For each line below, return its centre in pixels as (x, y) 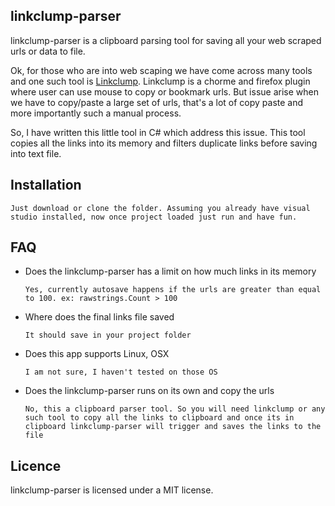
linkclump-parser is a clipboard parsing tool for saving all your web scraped (166, 40)
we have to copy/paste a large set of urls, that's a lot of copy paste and (157, 102)
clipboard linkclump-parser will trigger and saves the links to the (173, 427)
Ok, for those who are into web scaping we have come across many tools (161, 70)
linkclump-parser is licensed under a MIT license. (112, 490)
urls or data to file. (48, 51)
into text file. (36, 153)
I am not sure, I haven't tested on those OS (121, 372)
